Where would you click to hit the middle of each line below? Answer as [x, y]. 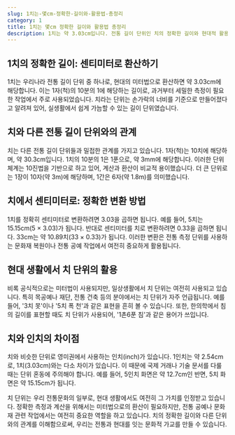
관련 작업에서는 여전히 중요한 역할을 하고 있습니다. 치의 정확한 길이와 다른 [114, 415]
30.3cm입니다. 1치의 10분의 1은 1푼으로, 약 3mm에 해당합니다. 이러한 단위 [124, 159]
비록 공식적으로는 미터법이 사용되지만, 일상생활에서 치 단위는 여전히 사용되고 [111, 288]
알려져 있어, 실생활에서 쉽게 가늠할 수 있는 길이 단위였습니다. [97, 108]
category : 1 [24, 20]
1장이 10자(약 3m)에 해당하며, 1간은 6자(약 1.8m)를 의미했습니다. [102, 177]
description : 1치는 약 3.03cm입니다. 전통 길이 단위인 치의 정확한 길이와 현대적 [112, 33]
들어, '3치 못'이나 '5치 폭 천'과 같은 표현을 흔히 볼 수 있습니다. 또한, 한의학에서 [113, 305]
